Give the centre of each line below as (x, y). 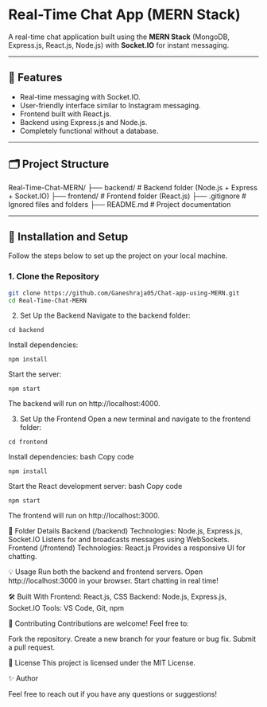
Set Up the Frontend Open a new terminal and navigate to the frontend (135, 419)
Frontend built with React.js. (66, 114)
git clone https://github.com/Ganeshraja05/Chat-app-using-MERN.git (124, 293)
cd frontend (28, 442)
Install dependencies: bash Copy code (71, 457)
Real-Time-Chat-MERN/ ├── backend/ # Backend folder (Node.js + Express (133, 187)
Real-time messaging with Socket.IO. (80, 96)
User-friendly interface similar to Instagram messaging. (110, 105)
